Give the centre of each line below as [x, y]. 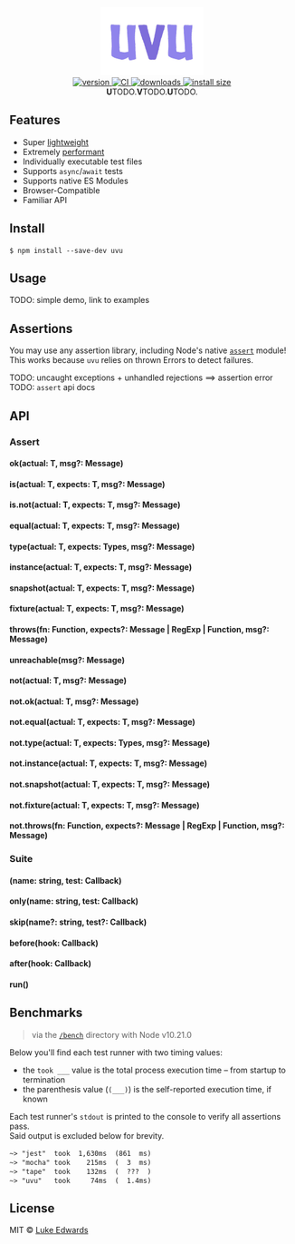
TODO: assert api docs [52, 387]
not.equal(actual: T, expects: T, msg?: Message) [103, 722]
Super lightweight [55, 142]
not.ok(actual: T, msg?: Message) [74, 701]
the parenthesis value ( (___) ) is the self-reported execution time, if [147, 1089]
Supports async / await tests [73, 171]
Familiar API [45, 200]
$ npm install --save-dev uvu [67, 250]
